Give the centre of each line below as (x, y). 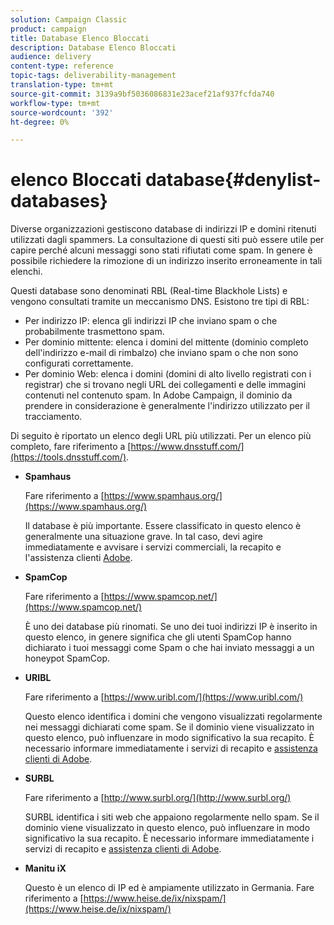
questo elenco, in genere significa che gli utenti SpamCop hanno (158, 637)
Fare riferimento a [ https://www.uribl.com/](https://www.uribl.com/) (164, 697)
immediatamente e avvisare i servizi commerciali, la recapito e (153, 547)
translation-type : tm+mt (62, 85)
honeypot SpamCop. (67, 658)
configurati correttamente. (79, 363)
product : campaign (48, 29)
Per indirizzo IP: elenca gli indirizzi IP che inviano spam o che (151, 321)
